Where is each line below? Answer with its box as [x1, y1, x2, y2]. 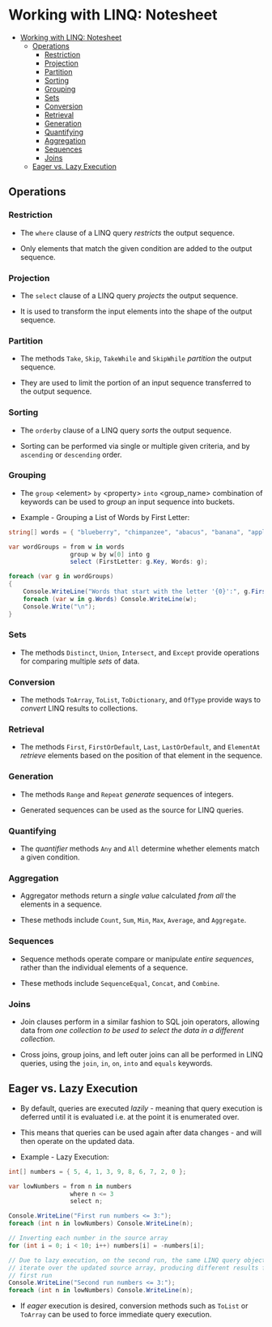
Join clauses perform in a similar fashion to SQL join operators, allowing [19, 1017, 260, 1026]
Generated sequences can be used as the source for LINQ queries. [19, 804, 244, 815]
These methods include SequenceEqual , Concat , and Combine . [19, 978, 220, 988]
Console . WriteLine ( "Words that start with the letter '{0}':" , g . [23, 587, 252, 596]
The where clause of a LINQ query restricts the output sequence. [19, 228, 235, 237]
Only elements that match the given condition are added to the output [19, 243, 253, 253]
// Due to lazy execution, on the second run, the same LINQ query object [8, 1256, 266, 1265]
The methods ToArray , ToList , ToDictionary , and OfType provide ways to [19, 695, 261, 705]
